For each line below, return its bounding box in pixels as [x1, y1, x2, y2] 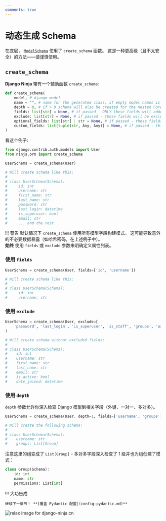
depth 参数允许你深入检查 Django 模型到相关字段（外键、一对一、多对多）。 [5, 404, 158, 410]
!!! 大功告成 [5, 490, 28, 496]
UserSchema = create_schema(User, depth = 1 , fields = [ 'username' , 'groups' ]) [5, 414, 165, 419]
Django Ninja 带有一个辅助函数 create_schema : [5, 81, 99, 87]
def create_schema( [5, 91, 45, 96]
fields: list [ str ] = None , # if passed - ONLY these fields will [14, 109, 152, 114]
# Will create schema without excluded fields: [5, 337, 105, 342]
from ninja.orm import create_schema [5, 152, 83, 157]
